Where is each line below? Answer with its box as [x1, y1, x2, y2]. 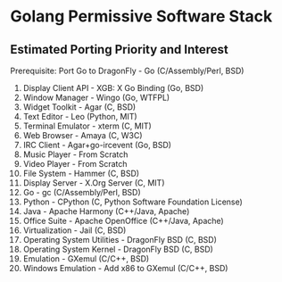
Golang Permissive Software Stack [10, 6, 273, 27]
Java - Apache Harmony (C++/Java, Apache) [22, 206, 190, 216]
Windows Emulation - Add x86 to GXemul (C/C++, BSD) [22, 263, 228, 273]
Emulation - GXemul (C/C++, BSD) [22, 253, 150, 264]
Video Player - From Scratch [22, 159, 128, 169]
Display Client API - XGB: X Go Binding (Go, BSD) [22, 83, 204, 93]
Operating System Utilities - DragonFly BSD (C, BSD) [22, 235, 218, 245]
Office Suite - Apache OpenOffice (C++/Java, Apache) [22, 216, 224, 226]
